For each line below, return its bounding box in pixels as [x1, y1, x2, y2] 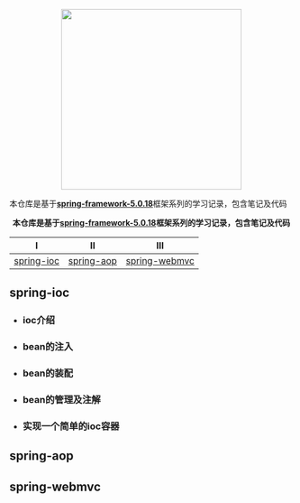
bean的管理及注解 [22, 394, 101, 406]
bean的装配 [22, 367, 74, 379]
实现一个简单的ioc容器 [22, 420, 120, 433]
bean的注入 [22, 340, 74, 353]
